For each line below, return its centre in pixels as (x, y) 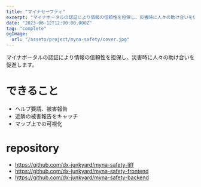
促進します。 (22, 65)
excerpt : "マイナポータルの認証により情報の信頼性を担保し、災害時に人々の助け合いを (100, 17)
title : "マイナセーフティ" (36, 12)
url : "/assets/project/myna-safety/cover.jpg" (71, 39)
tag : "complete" (26, 28)
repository (33, 148)
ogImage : (17, 34)
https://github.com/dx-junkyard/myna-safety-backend (82, 177)
